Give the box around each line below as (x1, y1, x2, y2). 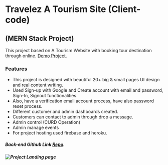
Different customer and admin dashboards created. (12, 109, 119, 115)
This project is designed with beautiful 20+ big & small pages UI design (12, 77, 160, 83)
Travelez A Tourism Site (5, 4, 106, 15)
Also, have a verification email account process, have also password (12, 98, 154, 104)
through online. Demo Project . (5, 53, 67, 59)
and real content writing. (12, 82, 64, 88)
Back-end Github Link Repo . (5, 141, 65, 147)
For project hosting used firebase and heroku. (12, 130, 107, 136)
